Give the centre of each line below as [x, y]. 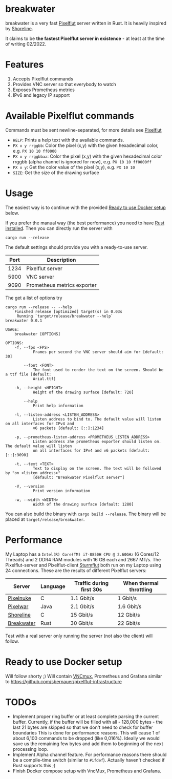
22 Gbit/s [129, 623]
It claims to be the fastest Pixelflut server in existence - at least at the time [85, 38]
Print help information [58, 406]
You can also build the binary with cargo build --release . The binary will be [86, 514]
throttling [141, 589]
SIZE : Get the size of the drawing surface [56, 173]
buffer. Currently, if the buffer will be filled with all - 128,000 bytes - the [88, 722]
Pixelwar [18, 606]
